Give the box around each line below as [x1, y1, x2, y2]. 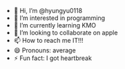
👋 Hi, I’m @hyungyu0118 [13, 7, 83, 14]
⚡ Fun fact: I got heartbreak [13, 54, 92, 62]
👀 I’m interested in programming [13, 14, 106, 22]
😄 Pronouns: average [13, 46, 76, 55]
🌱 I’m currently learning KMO [13, 21, 97, 29]
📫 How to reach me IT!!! [13, 37, 84, 44]
